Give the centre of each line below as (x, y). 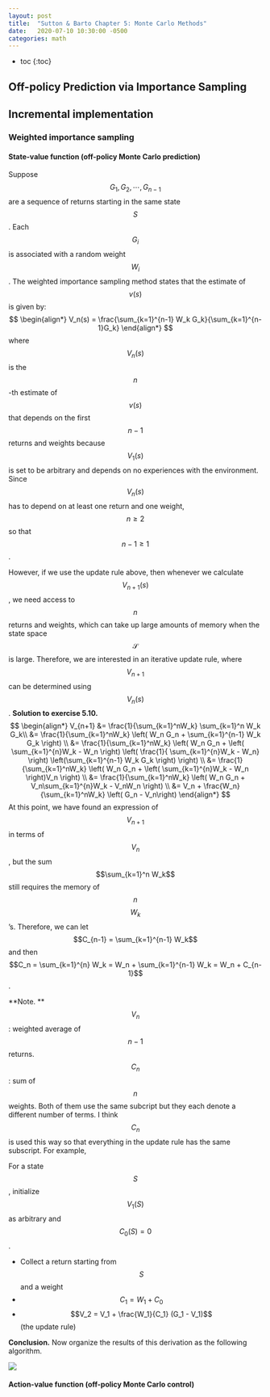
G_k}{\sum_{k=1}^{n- (227, 319)
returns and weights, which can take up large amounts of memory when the (134, 625)
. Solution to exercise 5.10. (53, 713)
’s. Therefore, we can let (48, 927)
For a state (26, 1166)
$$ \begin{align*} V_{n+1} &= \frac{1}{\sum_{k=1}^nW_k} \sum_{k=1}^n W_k (135, 726)
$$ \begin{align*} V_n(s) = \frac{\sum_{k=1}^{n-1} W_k (100, 319)
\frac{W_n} (222, 786)
